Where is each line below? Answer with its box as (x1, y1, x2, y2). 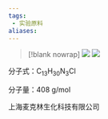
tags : (8, 11, 26, 20)
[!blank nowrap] (27, 50, 81, 59)
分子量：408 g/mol (8, 85, 71, 95)
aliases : (8, 27, 38, 35)
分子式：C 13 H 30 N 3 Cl (8, 66, 76, 78)
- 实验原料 (11, 19, 44, 27)
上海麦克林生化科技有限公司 (8, 102, 100, 112)
